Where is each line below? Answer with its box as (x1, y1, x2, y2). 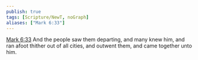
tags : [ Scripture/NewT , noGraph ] (6, 14, 89, 20)
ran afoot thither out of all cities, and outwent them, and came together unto (6, 42, 192, 49)
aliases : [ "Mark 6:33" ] (6, 20, 65, 26)
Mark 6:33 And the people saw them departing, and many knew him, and (6, 36, 186, 43)
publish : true (6, 8, 42, 15)
